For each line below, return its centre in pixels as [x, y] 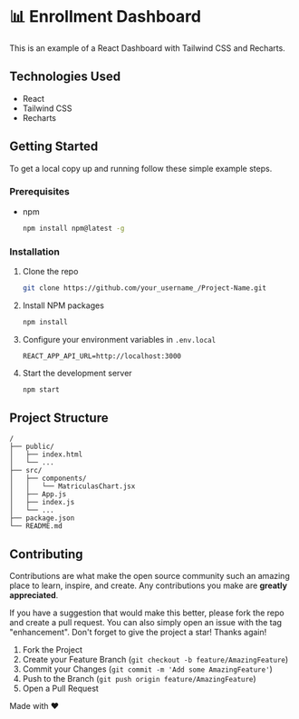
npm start [41, 389]
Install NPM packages [63, 305]
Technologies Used [65, 77]
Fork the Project [53, 650]
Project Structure [59, 418]
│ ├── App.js [38, 494]
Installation [35, 252]
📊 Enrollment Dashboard [106, 17]
